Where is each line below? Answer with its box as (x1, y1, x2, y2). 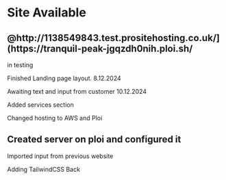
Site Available (7, 5, 87, 21)
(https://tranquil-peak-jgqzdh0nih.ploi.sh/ (7, 42, 193, 54)
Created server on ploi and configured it (7, 133, 181, 145)
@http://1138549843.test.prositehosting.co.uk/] (7, 32, 221, 44)
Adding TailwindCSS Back (7, 165, 81, 173)
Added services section (7, 101, 74, 109)
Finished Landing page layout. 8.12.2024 (7, 74, 121, 82)
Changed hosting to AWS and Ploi (7, 114, 103, 122)
